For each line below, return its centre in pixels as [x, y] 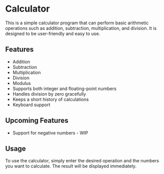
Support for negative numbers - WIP [50, 133]
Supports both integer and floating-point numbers [65, 89]
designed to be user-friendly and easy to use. [53, 33]
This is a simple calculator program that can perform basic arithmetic [77, 23]
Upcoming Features [37, 121]
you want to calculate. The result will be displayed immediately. [71, 166]
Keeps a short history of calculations [51, 99]
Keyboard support [31, 105]
